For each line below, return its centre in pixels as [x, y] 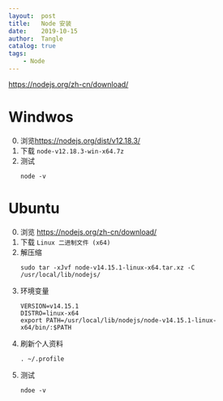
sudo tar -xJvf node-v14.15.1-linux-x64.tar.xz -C [107, 267]
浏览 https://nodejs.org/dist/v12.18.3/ [80, 140]
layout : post [32, 16]
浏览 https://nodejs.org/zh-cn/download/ [88, 231]
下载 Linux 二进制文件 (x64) [65, 242]
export [31, 320]
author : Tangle [36, 39]
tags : [17, 54]
